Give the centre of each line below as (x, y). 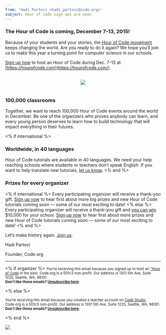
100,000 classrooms (30, 100)
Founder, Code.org (24, 254)
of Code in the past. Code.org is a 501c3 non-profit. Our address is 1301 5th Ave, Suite (78, 273)
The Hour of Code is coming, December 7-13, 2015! (67, 32)
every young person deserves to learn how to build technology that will (78, 122)
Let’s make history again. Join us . (39, 235)
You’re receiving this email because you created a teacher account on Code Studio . (76, 300)
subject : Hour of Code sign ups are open (48, 14)
